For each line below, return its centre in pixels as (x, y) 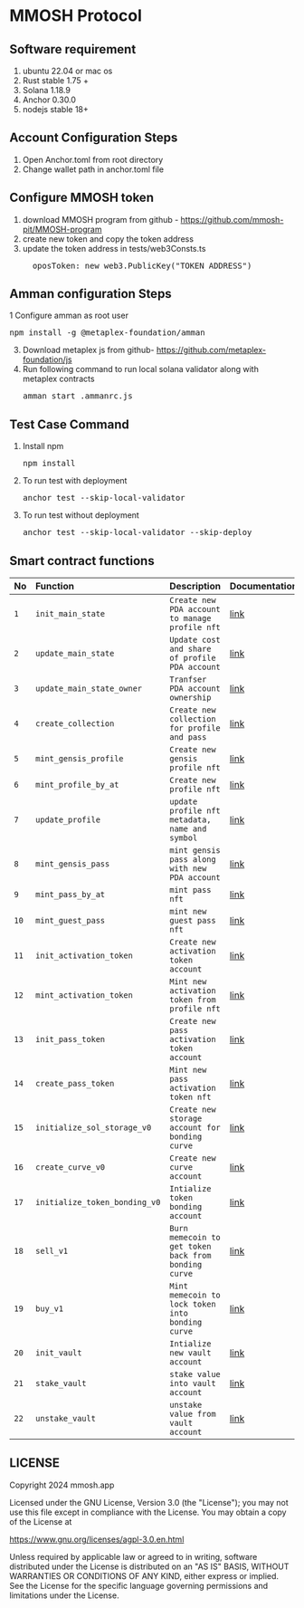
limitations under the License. (64, 1595)
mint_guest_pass (71, 921)
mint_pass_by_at (71, 895)
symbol (184, 838)
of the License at (41, 1521)
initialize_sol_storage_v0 (94, 1128)
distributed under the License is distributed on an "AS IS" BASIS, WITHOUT (149, 1566)
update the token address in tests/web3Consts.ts (114, 248)
